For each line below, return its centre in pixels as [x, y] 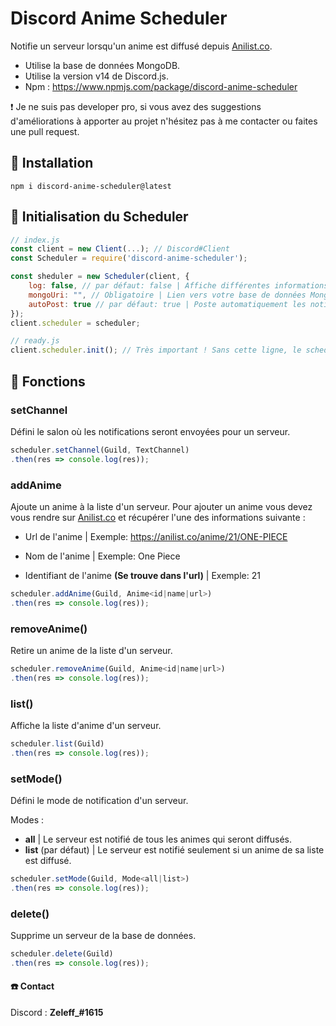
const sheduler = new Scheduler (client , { [100, 277]
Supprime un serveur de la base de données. [103, 936]
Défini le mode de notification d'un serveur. [99, 801]
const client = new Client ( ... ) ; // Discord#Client [120, 249]
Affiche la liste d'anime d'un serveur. [86, 726]
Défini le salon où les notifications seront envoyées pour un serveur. [150, 431]
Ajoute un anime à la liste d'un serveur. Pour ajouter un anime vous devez [161, 506]
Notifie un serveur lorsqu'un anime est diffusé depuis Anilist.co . [141, 46]
